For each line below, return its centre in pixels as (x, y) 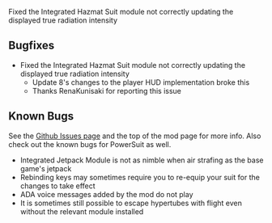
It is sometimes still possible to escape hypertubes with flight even (131, 203)
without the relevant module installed (82, 211)
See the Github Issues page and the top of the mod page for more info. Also (135, 136)
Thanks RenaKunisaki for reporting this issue (107, 90)
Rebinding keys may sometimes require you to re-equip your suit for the (140, 177)
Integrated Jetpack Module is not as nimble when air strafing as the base (142, 160)
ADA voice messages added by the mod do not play (106, 194)
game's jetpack (46, 168)
